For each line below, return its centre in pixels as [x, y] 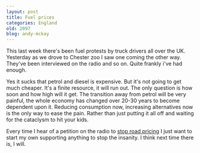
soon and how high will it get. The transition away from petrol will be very [96, 94]
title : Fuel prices [30, 17]
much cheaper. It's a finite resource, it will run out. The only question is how [99, 88]
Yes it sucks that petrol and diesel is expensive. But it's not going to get [94, 82]
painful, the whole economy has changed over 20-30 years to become [93, 101]
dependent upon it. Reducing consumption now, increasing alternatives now [100, 107]
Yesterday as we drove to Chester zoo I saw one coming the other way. [94, 57]
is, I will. [16, 144]
